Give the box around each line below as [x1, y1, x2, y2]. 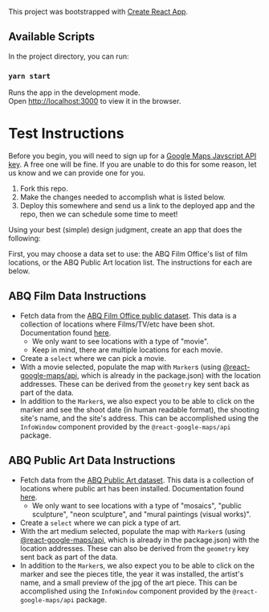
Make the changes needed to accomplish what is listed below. [19, 192, 226, 202]
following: [8, 233, 41, 244]
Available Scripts [8, 30, 95, 43]
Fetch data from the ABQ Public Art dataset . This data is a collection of [19, 474, 255, 485]
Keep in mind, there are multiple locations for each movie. [31, 345, 223, 355]
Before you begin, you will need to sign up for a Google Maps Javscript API [8, 151, 257, 161]
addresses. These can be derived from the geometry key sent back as [19, 379, 250, 388]
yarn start [8, 72, 51, 80]
